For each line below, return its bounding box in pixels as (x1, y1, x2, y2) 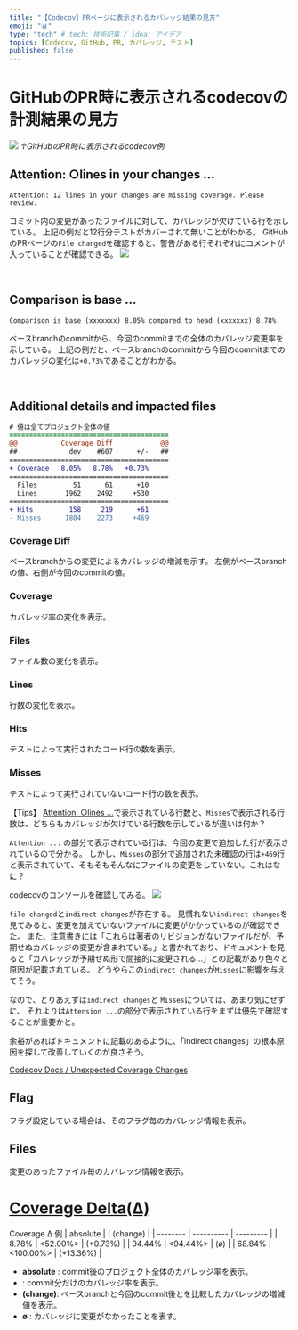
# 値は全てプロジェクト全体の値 (9, 423, 110, 431)
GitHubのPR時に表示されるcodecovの (9, 87, 289, 108)
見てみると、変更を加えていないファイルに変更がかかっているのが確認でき (9, 919, 282, 930)
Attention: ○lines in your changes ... (9, 167, 215, 183)
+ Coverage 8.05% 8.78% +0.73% (9, 464, 149, 472)
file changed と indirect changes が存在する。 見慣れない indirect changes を (9, 908, 288, 919)
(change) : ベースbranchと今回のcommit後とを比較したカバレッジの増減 (21, 1289, 286, 1300)
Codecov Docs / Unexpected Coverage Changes (9, 1064, 189, 1075)
